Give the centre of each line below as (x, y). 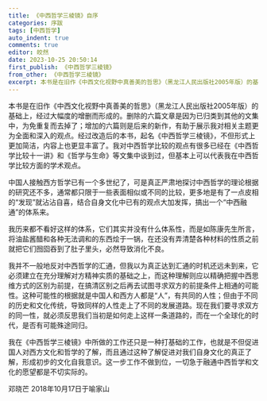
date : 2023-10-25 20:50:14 (53, 60)
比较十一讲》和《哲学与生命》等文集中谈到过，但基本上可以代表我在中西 (133, 155)
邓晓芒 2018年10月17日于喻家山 (59, 388)
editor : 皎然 (29, 52)
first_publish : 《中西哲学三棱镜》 (62, 67)
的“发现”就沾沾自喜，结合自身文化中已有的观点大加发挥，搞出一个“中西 (124, 202)
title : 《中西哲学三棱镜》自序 (53, 15)
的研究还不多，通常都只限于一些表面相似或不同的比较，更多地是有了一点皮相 (133, 192)
